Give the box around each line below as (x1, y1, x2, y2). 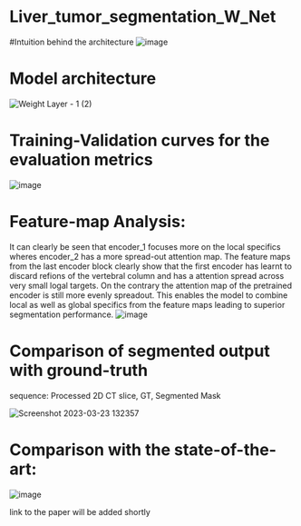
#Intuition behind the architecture (9, 36, 134, 47)
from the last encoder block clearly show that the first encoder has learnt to (9, 261, 293, 272)
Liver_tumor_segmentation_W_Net (9, 6, 277, 27)
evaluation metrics (9, 150, 154, 170)
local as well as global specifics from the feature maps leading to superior (9, 299, 286, 310)
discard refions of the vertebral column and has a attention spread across (9, 270, 285, 281)
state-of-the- (173, 439, 277, 460)
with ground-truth (9, 360, 148, 381)
